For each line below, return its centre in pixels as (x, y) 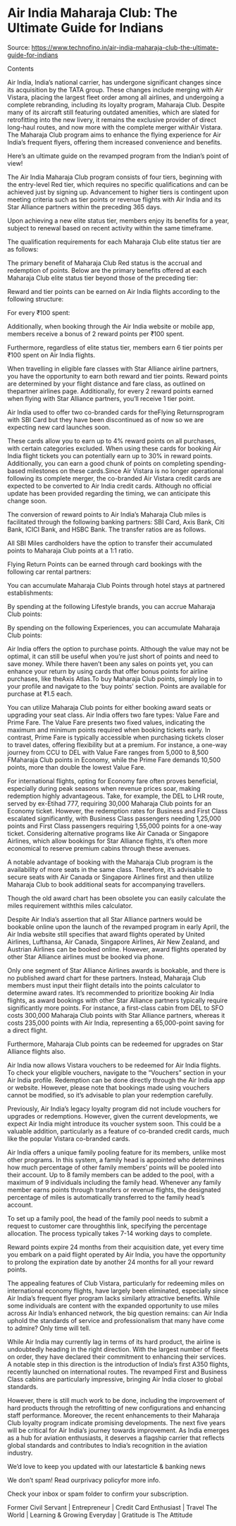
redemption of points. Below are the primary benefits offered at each (107, 270)
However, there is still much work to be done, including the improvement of (116, 1400)
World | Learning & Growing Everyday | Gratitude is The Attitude (100, 1515)
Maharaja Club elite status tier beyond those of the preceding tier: (103, 278)
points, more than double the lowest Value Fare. (76, 767)
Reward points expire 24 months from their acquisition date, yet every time (116, 1247)
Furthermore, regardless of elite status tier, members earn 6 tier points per (115, 347)
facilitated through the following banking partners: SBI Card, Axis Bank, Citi (116, 522)
